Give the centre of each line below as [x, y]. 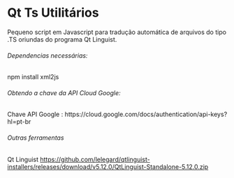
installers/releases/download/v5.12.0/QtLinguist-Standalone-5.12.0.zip [108, 167]
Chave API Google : [35, 114]
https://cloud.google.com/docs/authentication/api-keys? [146, 114]
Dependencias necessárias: [47, 55]
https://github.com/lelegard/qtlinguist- [95, 159]
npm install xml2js [33, 77]
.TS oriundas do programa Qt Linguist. [62, 39]
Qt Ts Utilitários [53, 13]
